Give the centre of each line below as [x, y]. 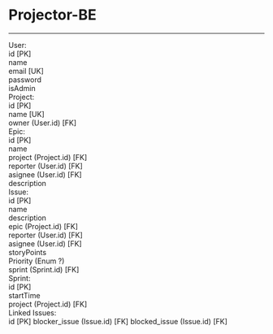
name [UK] [26, 114]
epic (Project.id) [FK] [43, 226]
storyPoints [28, 252]
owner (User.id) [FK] [43, 123]
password [25, 80]
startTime [24, 295]
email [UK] [26, 71]
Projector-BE [52, 15]
